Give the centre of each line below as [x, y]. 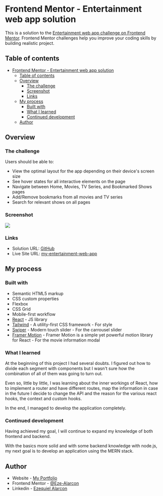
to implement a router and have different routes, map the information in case [81, 388]
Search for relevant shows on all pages [51, 202]
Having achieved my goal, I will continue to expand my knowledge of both [79, 431]
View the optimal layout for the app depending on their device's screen [83, 171]
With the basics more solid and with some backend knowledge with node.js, [81, 446]
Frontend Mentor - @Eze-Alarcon [45, 483]
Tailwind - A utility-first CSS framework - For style [62, 324]
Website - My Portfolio [35, 478]
